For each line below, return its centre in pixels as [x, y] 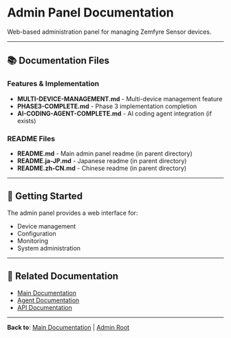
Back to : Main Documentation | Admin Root [68, 327]
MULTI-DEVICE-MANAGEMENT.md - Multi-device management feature [120, 98]
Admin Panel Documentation [90, 13]
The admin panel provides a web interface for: [73, 213]
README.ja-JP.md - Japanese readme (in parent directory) [102, 160]
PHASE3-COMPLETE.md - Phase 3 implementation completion [107, 106]
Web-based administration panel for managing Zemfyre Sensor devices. [109, 32]
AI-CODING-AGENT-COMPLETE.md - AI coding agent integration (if [114, 113]
